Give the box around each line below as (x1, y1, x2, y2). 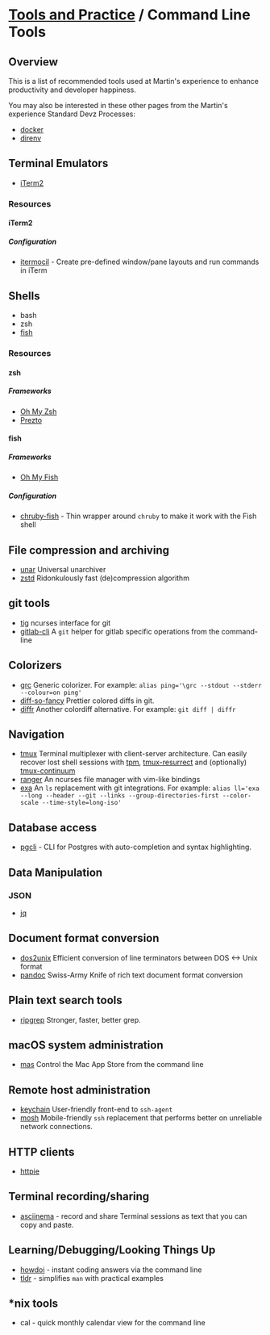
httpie (19, 1166, 40, 1176)
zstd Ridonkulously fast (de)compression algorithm (19, 573, 189, 583)
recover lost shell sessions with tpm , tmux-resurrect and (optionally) (19, 757, 247, 768)
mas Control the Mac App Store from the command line (19, 1060, 204, 1069)
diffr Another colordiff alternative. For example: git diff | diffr (19, 704, 236, 714)
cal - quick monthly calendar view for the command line (19, 1318, 206, 1328)
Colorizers (8, 659, 62, 672)
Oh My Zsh (19, 406, 57, 416)
